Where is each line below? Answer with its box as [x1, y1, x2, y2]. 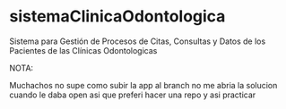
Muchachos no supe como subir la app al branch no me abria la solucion [9, 80, 278, 90]
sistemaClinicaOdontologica [9, 6, 226, 27]
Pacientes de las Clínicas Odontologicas [9, 45, 158, 55]
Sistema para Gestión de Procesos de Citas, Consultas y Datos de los [9, 36, 266, 46]
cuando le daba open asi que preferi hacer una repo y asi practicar [9, 89, 256, 100]
